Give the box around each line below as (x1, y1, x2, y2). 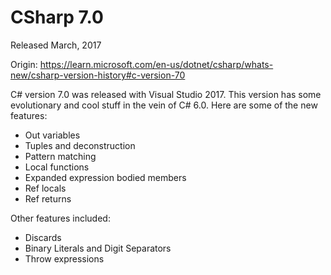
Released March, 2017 (10, 39, 102, 51)
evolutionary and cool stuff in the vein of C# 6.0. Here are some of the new (10, 99, 318, 111)
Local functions (24, 161, 90, 173)
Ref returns (24, 192, 72, 205)
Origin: (10, 58, 38, 70)
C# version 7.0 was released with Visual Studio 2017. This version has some (10, 88, 322, 100)
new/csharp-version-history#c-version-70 (10, 69, 186, 81)
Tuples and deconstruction (24, 139, 136, 151)
